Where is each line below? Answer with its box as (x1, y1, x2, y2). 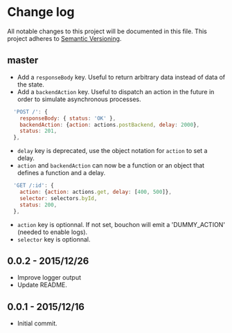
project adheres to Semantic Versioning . (7, 34, 122, 42)
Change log (7, 4, 75, 20)
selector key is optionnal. (17, 235, 91, 243)
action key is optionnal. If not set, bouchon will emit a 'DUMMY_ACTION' (17, 220, 226, 228)
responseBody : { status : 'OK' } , (19, 115, 116, 122)
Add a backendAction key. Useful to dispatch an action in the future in (17, 87, 215, 96)
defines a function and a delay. (17, 169, 106, 177)
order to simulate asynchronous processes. (17, 95, 141, 103)
